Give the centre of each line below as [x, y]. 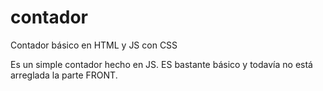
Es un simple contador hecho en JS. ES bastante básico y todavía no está [161, 64]
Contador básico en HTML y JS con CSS [94, 45]
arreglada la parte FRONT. [64, 75]
